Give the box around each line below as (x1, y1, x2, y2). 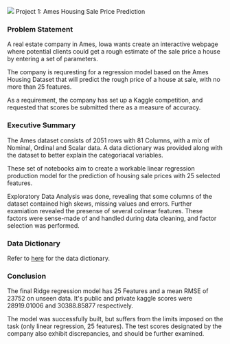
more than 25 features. (7, 83, 72, 91)
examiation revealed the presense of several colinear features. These (7, 206, 203, 215)
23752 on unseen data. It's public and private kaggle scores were (7, 294, 193, 303)
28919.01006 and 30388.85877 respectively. (7, 301, 134, 310)
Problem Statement (7, 24, 73, 34)
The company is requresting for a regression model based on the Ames (7, 68, 209, 76)
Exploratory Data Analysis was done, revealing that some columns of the (7, 192, 213, 200)
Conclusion (7, 271, 47, 281)
